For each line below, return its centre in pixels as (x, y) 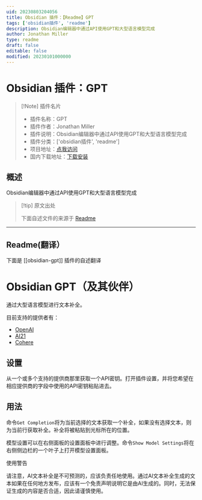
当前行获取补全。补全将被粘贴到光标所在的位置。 (72, 430)
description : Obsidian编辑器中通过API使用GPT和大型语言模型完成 (81, 29)
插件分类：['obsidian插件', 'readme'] (75, 141)
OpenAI (24, 330)
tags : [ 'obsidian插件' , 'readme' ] (49, 23)
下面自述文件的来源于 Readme (58, 218)
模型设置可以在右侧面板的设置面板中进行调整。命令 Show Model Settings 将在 (100, 442)
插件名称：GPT (49, 119)
